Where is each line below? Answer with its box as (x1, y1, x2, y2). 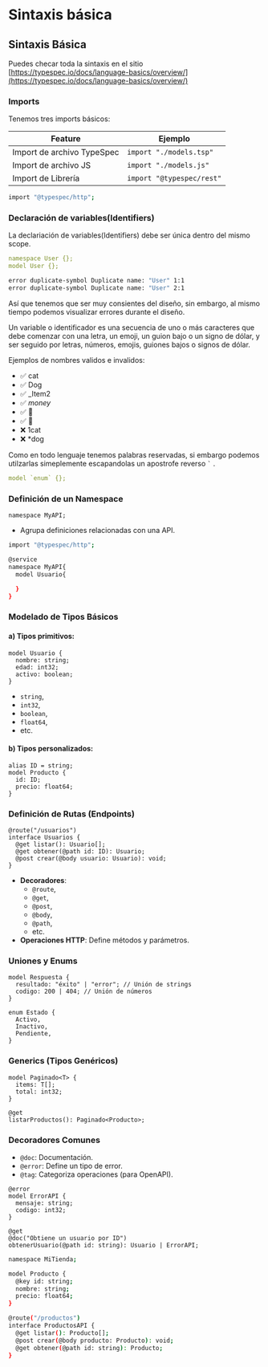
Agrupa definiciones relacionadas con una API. (19, 526, 176, 535)
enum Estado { (8, 1009, 56, 1017)
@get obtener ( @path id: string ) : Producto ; (15, 1344, 163, 1352)
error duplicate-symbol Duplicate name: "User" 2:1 (8, 284, 185, 292)
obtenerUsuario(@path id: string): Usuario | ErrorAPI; (8, 1241, 199, 1249)
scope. (8, 239, 31, 249)
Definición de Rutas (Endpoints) (8, 808, 135, 820)
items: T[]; (15, 1080, 56, 1088)
